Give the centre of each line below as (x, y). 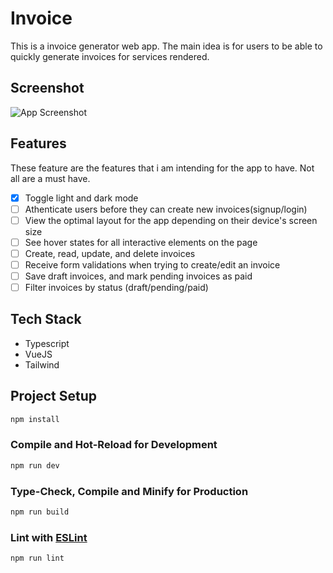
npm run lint (37, 558)
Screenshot (47, 88)
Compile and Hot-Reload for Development (114, 445)
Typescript (47, 343)
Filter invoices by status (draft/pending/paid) (116, 287)
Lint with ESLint (49, 537)
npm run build (40, 512)
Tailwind (42, 364)
